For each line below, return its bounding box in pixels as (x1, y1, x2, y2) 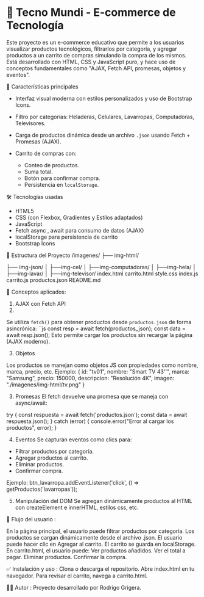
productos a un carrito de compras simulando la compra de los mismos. (6, 51, 187, 59)
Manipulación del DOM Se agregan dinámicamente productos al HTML (15, 497, 193, 504)
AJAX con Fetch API (15, 300, 66, 307)
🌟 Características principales (6, 82, 79, 90)
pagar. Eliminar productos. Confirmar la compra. (6, 553, 127, 560)
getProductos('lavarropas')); (6, 485, 78, 493)
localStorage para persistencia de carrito (15, 233, 118, 241)
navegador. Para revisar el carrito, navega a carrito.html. (6, 572, 148, 579)
